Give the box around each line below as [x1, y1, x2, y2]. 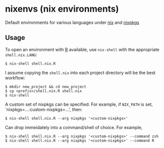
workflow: [5, 74, 25, 81]
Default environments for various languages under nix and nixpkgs [5, 19, 140, 25]
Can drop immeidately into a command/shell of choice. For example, [5, 124, 143, 130]
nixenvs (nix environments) [5, 3, 119, 15]
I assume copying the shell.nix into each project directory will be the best [5, 70, 156, 75]
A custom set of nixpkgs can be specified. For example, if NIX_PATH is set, [5, 101, 153, 107]
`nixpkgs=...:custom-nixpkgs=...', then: [5, 106, 83, 112]
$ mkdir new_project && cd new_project [5, 84, 87, 89]
